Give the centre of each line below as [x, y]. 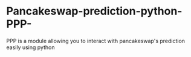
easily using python [31, 47]
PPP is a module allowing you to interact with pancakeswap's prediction [96, 41]
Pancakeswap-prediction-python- [94, 11]
